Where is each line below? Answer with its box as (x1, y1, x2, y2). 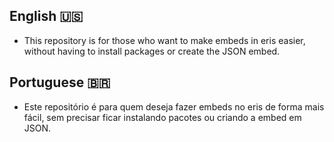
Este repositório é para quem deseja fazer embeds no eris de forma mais (23, 100, 325, 113)
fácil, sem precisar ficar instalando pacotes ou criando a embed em (23, 111, 302, 123)
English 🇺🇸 (9, 8, 84, 25)
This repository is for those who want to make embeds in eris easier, (23, 34, 306, 46)
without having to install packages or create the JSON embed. (23, 45, 281, 57)
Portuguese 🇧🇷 (9, 74, 111, 91)
